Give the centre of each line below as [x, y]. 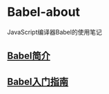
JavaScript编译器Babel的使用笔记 [54, 32]
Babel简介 [29, 56]
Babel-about [44, 12]
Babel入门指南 [38, 81]
